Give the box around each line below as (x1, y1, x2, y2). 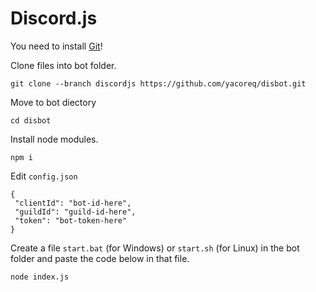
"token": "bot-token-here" (14, 215, 128, 226)
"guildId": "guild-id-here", (14, 207, 137, 217)
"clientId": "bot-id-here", (14, 198, 132, 208)
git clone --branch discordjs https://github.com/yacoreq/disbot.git (10, 78, 307, 89)
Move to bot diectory (10, 96, 97, 108)
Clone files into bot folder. (10, 59, 117, 71)
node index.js (10, 272, 70, 282)
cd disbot (10, 115, 52, 126)
